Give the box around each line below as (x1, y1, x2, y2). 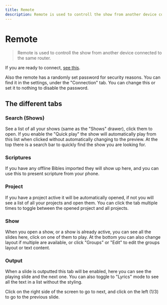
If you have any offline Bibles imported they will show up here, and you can (5, 165, 159, 171)
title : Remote (5, 7, 35, 12)
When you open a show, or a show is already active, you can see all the (5, 229, 152, 235)
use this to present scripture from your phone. (5, 170, 99, 177)
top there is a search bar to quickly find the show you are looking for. (5, 142, 146, 148)
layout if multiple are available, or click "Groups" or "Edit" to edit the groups (5, 240, 160, 246)
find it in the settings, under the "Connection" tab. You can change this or (5, 80, 156, 86)
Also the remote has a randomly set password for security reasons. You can (5, 74, 161, 80)
